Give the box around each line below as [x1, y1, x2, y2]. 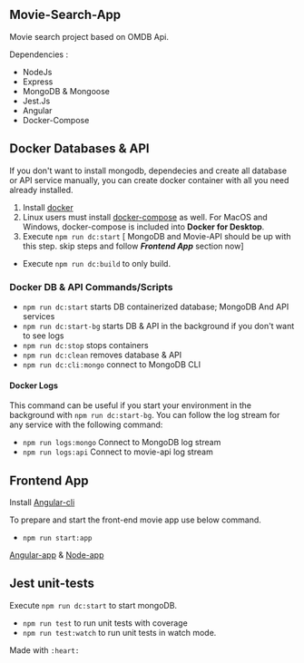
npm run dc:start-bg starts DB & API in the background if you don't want [22, 320, 295, 331]
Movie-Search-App [9, 7, 122, 23]
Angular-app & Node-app [9, 549, 104, 561]
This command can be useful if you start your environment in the [9, 400, 252, 411]
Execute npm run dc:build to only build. [22, 258, 171, 268]
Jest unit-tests [9, 576, 95, 591]
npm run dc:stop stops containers [22, 339, 149, 350]
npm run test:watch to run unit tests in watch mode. [22, 627, 217, 638]
